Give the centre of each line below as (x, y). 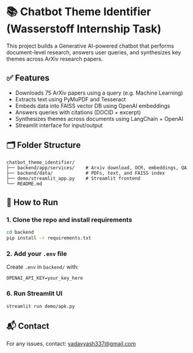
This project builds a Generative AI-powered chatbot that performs (90, 46)
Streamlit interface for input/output (59, 125)
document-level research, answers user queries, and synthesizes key (94, 52)
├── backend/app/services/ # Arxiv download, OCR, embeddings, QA (97, 168)
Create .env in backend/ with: (43, 267)
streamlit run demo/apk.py (41, 306)
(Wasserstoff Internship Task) (84, 29)
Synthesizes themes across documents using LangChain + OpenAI (99, 118)
